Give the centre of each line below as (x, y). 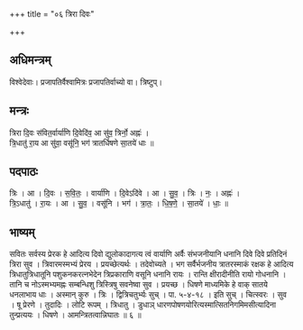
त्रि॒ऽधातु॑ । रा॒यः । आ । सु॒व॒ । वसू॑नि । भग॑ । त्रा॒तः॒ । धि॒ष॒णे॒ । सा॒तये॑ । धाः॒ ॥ (119, 204)
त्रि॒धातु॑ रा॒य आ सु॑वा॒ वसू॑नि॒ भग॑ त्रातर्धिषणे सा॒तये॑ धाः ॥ (82, 142)
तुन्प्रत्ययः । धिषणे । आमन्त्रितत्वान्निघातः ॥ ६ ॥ (75, 315)
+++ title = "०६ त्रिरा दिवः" (52, 14)
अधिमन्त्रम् (30, 60)
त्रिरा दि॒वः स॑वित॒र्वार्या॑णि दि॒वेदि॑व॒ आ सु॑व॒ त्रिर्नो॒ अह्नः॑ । (79, 133)
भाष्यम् (22, 232)
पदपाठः (24, 172)
